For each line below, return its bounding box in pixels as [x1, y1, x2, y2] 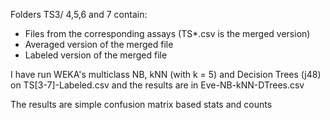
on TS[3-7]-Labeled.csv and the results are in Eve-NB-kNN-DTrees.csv [10, 79, 305, 91]
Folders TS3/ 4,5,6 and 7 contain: [10, 9, 148, 20]
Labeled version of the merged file [24, 49, 168, 61]
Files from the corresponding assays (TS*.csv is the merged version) [24, 28, 311, 39]
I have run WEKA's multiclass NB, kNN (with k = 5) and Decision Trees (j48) [10, 69, 322, 80]
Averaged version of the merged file [24, 39, 174, 50]
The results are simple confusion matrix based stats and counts [10, 99, 273, 110]
